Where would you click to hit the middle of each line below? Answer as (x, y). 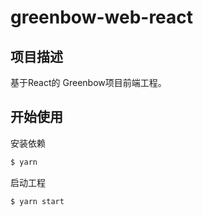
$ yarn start (37, 201)
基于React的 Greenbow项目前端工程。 (88, 82)
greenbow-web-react (102, 17)
